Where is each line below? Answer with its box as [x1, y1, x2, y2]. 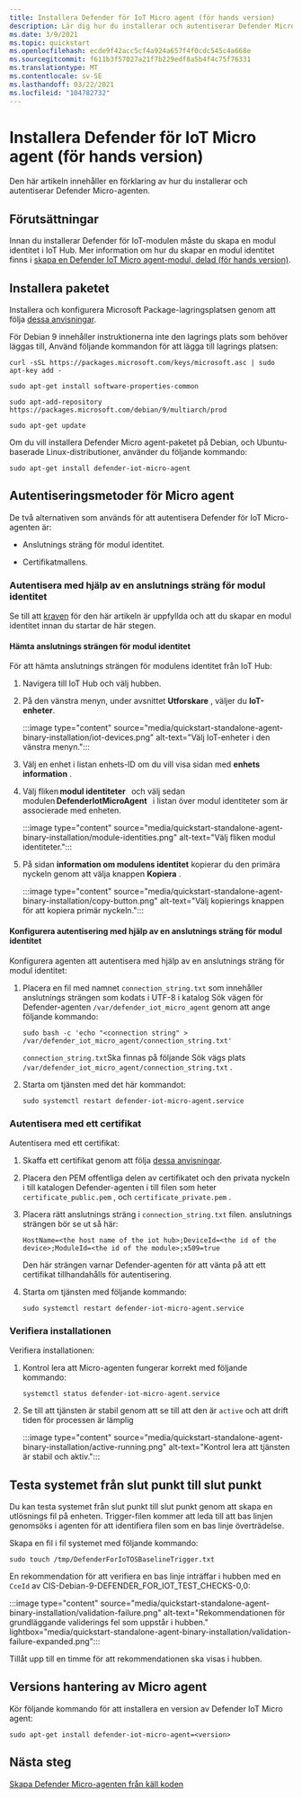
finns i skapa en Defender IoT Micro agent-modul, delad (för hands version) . [9, 254, 291, 265]
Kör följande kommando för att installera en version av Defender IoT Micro [9, 1703, 283, 1713]
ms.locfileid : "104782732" [9, 88, 111, 97]
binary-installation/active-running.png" [22, 1442, 167, 1453]
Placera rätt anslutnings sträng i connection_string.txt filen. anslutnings [22, 1208, 292, 1219]
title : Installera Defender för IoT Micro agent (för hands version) [9, 13, 276, 22]
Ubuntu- [256, 437, 288, 448]
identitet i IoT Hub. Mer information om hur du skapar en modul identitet [9, 245, 275, 256]
